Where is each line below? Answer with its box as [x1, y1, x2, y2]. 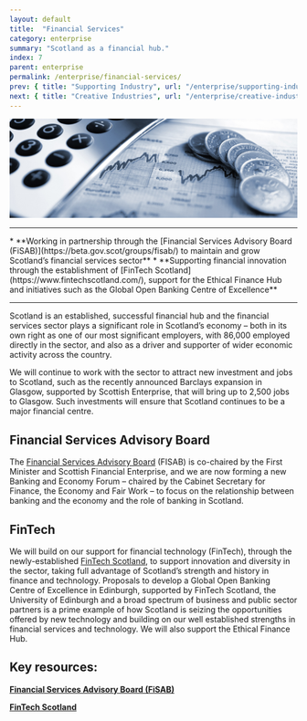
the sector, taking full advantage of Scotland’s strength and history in [9, 565, 270, 576]
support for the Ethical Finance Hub [147, 275, 282, 286]
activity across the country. [9, 350, 112, 360]
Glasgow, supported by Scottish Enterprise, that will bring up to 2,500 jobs [9, 386, 290, 397]
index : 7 [9, 53, 43, 63]
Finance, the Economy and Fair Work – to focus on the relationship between [9, 486, 295, 496]
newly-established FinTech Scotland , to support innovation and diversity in [9, 555, 291, 566]
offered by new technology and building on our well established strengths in [9, 613, 296, 624]
